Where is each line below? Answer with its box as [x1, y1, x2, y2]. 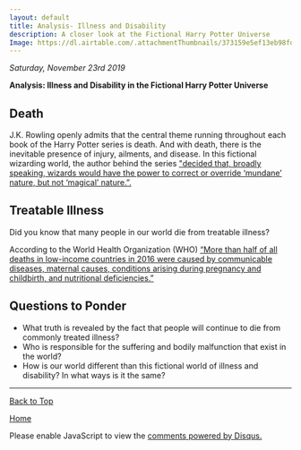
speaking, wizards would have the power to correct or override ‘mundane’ [9, 167, 282, 179]
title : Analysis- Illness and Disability [9, 21, 167, 30]
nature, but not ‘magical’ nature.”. [9, 177, 132, 188]
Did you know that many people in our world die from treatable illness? [9, 226, 271, 237]
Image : [9, 38, 34, 47]
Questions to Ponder [9, 299, 127, 314]
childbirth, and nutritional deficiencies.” [9, 272, 154, 283]
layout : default [9, 13, 70, 22]
